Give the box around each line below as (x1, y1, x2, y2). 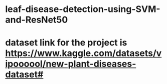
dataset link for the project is (5, 37, 127, 48)
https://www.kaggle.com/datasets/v (5, 47, 162, 59)
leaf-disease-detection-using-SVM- (5, 3, 160, 15)
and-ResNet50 (5, 14, 68, 25)
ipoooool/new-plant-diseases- (5, 58, 136, 69)
